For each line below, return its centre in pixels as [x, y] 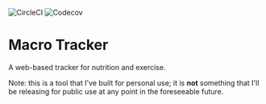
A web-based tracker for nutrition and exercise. [87, 67]
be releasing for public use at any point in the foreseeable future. [116, 91]
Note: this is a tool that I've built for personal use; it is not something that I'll [134, 83]
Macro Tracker [58, 45]
